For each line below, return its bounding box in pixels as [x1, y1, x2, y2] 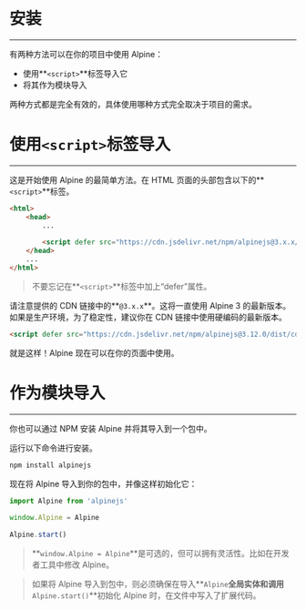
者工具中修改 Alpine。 [31, 559, 115, 570]
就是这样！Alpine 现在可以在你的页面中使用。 [9, 347, 179, 358]
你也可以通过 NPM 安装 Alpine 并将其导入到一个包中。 [9, 422, 212, 433]
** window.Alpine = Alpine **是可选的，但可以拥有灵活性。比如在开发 [31, 547, 290, 558]
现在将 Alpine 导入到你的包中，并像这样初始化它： [9, 478, 198, 489]
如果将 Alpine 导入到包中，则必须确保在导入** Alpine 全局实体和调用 [31, 578, 285, 589]
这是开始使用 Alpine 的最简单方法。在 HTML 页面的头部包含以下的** [9, 174, 265, 185]
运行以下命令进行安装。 [9, 442, 97, 453]
